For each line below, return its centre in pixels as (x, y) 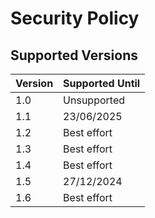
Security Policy (75, 18)
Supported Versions (74, 55)
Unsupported (94, 100)
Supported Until (102, 83)
